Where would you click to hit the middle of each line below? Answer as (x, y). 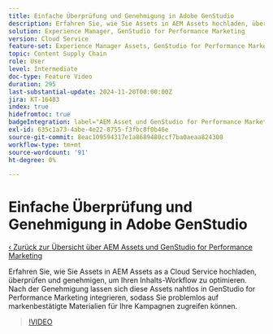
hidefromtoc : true (39, 115)
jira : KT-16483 (34, 99)
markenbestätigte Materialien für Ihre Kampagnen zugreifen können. (123, 306)
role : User (27, 62)
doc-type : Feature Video (50, 77)
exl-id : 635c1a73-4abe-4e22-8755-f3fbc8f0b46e (89, 130)
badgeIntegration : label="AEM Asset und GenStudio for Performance (125, 122)
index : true (28, 107)
